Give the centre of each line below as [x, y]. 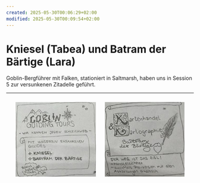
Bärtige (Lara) [41, 62]
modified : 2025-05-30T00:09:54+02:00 [53, 19]
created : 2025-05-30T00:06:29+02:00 [51, 13]
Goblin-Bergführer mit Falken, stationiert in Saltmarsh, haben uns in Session [99, 78]
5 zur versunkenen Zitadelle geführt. [51, 85]
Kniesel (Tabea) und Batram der [86, 49]
